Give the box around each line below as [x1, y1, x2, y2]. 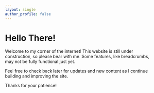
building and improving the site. [5, 73, 68, 79]
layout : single [5, 7, 36, 12]
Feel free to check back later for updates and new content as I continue [5, 68, 148, 74]
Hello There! [5, 32, 56, 44]
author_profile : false [5, 12, 51, 16]
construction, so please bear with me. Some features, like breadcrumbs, [5, 54, 150, 60]
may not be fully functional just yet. [5, 59, 76, 64]
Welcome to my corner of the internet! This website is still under [5, 48, 134, 54]
